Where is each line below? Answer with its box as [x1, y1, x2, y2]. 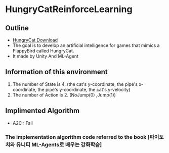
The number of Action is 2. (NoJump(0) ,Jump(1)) [12, 92, 116, 98]
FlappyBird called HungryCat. [12, 48, 74, 54]
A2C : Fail [12, 120, 33, 126]
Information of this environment [5, 68, 108, 76]
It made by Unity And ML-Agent [12, 53, 78, 59]
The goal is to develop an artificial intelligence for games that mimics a [12, 42, 160, 48]
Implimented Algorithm [5, 107, 80, 115]
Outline [5, 24, 29, 32]
